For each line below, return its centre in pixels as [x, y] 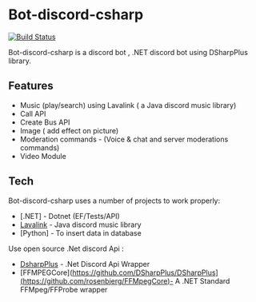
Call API [33, 113]
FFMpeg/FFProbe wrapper [64, 289]
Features [31, 86]
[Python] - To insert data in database [80, 232]
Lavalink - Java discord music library [80, 225]
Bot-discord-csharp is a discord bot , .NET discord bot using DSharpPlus [128, 52]
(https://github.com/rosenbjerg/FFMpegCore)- [96, 280]
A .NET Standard [202, 280]
